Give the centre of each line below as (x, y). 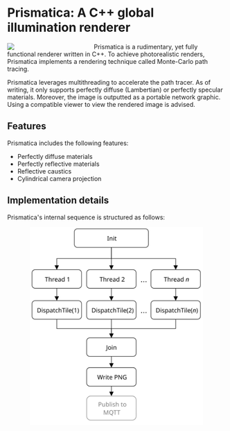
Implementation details (58, 200)
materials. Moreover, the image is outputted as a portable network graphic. (114, 97)
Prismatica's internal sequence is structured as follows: (86, 217)
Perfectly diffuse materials (55, 156)
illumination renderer (69, 27)
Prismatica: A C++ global (81, 13)
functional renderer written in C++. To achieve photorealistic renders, (106, 54)
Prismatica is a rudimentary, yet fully (146, 47)
